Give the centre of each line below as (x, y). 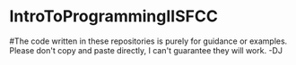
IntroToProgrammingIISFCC (113, 16)
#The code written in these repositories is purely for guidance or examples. (148, 41)
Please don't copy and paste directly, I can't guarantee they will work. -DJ (146, 50)
